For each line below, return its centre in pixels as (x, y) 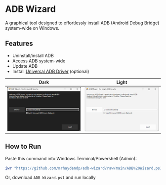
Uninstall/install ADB (33, 55)
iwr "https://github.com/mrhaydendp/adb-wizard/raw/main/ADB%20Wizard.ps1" (85, 168)
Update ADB (25, 66)
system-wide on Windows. (32, 28)
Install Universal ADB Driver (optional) (51, 71)
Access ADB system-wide (39, 61)
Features (19, 44)
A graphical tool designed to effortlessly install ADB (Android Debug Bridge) (82, 23)
